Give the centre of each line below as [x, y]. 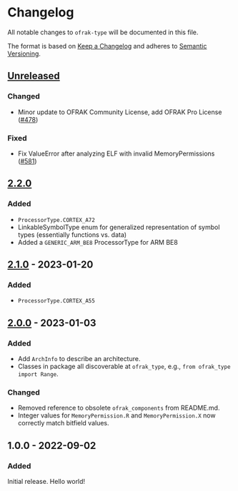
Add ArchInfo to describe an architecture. [79, 358]
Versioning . [24, 54]
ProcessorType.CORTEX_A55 [56, 301]
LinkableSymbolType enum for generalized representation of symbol [119, 227]
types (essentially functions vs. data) [72, 234]
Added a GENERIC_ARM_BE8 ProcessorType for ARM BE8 [98, 242]
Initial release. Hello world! [46, 481]
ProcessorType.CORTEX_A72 [56, 220]
